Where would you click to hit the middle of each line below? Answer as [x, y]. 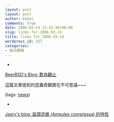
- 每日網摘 [15, 50]
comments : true [20, 23]
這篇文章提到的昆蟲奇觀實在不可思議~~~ [46, 85]
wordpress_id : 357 [24, 41]
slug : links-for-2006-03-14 [34, 32]
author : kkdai [19, 19]
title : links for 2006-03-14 [35, 37]
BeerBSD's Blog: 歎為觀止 [31, 74]
